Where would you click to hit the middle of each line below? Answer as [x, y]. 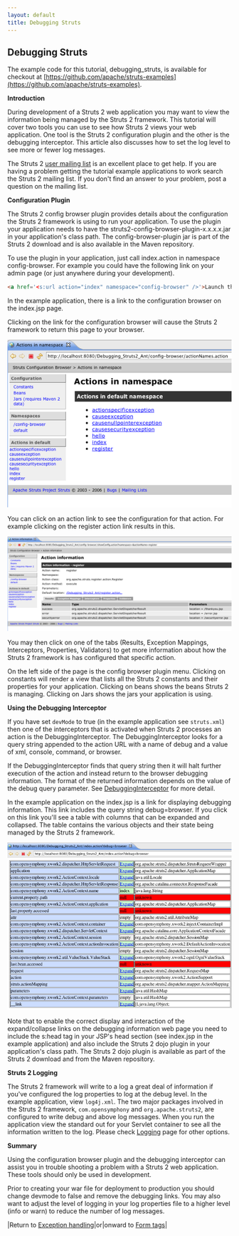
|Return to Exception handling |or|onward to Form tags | [87, 1225]
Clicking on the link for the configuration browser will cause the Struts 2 [112, 322]
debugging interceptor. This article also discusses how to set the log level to [119, 142]
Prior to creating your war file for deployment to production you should [111, 1188]
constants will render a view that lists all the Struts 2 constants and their [113, 679]
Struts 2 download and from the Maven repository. [81, 1059]
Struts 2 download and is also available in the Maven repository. [101, 244]
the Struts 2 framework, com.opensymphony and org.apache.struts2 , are [111, 1109]
